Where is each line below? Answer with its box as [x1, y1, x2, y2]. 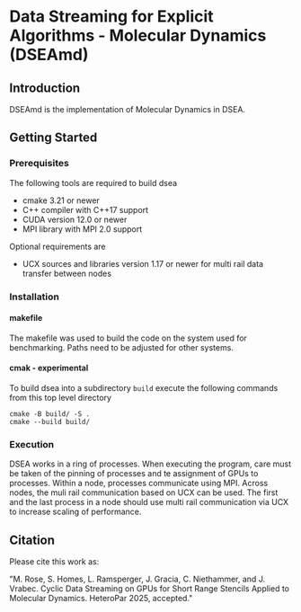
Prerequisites [9, 157, 69, 170]
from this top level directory [9, 393, 112, 404]
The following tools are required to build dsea [9, 177, 178, 188]
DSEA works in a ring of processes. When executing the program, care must [9, 458, 292, 469]
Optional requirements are [9, 241, 106, 252]
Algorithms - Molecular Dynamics [9, 25, 267, 46]
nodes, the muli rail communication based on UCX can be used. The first [9, 487, 279, 498]
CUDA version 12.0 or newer [22, 214, 128, 225]
